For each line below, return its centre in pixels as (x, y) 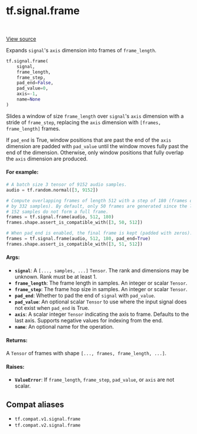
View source (21, 39)
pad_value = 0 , (33, 89)
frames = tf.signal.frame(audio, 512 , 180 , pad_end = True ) (78, 239)
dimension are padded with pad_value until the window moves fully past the (97, 146)
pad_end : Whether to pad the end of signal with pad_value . (85, 295)
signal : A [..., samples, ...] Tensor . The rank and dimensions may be (102, 270)
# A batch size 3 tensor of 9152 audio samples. (67, 185)
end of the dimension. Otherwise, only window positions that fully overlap (95, 152)
